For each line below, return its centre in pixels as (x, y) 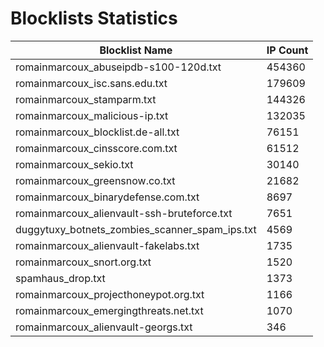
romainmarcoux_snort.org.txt (83, 262)
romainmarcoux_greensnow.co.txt (95, 180)
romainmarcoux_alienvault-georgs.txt (104, 327)
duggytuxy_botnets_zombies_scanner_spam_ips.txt (136, 229)
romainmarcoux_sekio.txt (74, 164)
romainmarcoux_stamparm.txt (86, 99)
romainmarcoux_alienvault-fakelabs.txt (107, 245)
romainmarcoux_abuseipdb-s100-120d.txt (118, 67)
